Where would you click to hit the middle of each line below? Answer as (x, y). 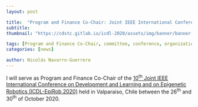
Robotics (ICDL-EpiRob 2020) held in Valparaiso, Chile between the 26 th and (99, 91)
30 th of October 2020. (33, 98)
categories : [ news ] (30, 50)
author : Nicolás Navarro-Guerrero (49, 60)
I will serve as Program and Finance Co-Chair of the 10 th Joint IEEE (87, 77)
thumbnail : (19, 33)
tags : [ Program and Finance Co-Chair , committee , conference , (84, 44)
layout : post (22, 12)
